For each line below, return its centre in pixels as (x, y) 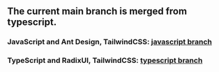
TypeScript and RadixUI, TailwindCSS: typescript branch (105, 60)
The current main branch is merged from (97, 11)
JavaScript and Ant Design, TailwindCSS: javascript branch (110, 42)
